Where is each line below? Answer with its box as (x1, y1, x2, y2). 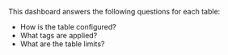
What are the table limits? (19, 39, 105, 49)
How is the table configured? (19, 22, 117, 31)
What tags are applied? (19, 31, 98, 40)
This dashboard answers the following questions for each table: (8, 7, 221, 16)
